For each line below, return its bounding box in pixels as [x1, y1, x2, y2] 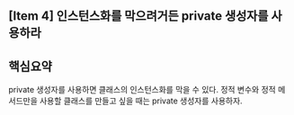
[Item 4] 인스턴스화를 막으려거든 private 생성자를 [8, 8, 269, 24]
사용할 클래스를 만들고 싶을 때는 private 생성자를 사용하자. [39, 95, 244, 106]
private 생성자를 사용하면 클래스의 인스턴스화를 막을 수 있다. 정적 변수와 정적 [8, 84, 276, 95]
